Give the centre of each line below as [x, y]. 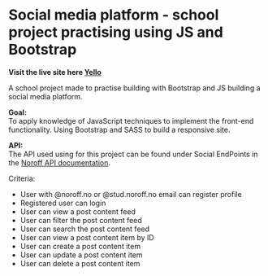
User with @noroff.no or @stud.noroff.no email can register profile [131, 194]
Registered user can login [63, 203]
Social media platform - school [114, 15]
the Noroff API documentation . [60, 162]
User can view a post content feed [78, 211]
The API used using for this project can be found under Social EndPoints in [133, 154]
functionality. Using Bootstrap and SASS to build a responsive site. [119, 129]
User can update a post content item [81, 255]
